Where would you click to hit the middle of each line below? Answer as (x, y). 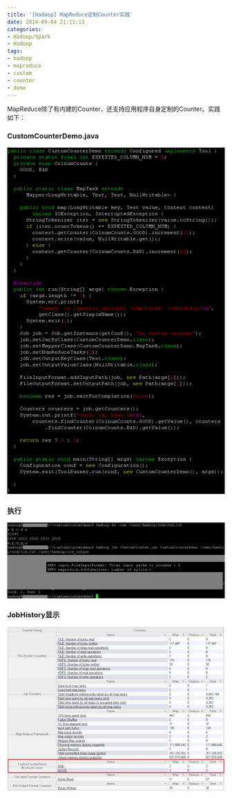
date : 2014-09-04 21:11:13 (46, 22)
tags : (15, 51)
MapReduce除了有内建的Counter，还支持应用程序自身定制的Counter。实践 (114, 109)
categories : (24, 29)
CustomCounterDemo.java (53, 136)
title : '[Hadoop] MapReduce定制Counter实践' (70, 15)
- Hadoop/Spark (29, 37)
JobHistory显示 (33, 615)
